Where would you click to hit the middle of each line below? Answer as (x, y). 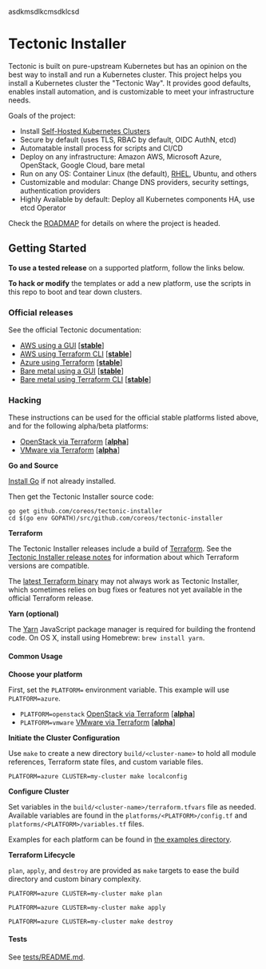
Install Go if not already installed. (62, 481)
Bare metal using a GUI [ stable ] (71, 371)
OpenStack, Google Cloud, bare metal (82, 165)
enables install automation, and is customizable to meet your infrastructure (131, 91)
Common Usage (36, 656)
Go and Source (33, 466)
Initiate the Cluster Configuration (64, 738)
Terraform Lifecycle (42, 854)
